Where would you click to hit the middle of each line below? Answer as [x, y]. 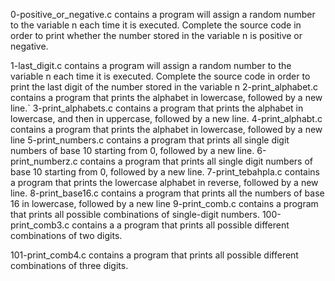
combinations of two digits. [66, 235]
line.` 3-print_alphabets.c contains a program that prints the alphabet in [157, 108]
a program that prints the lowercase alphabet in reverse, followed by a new [164, 182]
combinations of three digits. [69, 265]
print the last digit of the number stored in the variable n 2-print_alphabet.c [164, 87]
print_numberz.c [44, 161]
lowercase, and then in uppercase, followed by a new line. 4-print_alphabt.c [166, 118]
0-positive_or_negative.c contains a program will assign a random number [163, 14]
